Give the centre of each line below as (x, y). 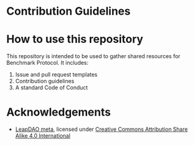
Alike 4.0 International (43, 136)
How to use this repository (75, 39)
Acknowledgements (59, 112)
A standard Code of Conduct (51, 87)
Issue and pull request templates (56, 75)
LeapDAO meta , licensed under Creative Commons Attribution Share (101, 129)
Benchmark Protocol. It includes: (47, 63)
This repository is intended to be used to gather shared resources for (93, 56)
